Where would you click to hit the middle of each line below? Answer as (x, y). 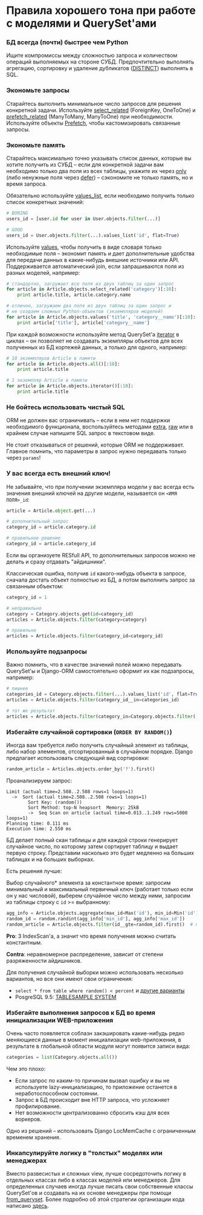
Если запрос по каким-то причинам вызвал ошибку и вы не (92, 1080)
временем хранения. (34, 1137)
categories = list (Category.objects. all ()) (62, 1057)
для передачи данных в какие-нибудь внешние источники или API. (93, 260)
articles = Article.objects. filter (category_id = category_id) (85, 636)
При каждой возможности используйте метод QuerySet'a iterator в (93, 334)
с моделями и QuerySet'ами (82, 23)
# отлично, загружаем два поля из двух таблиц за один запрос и (89, 306)
